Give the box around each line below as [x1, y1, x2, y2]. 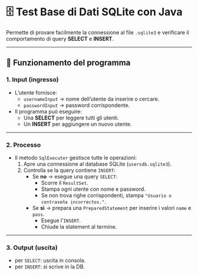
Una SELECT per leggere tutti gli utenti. [23, 114, 119, 121]
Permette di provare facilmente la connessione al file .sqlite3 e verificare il [6, 28, 190, 36]
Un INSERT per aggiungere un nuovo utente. [23, 120, 132, 128]
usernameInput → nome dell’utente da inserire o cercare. [23, 95, 160, 102]
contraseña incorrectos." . [41, 198, 107, 205]
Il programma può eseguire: [14, 108, 82, 115]
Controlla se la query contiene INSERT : [23, 167, 116, 174]
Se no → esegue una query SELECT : [32, 173, 118, 180]
